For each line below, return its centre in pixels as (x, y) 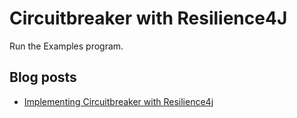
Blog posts (43, 77)
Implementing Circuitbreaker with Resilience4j (118, 101)
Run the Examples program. (66, 46)
